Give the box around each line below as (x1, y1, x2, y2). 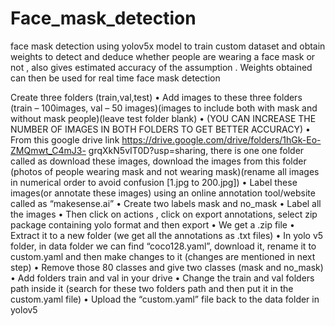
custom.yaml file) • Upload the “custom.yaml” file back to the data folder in (10, 293, 320, 305)
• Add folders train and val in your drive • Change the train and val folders (10, 272, 315, 284)
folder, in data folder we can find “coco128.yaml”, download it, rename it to (10, 240, 317, 252)
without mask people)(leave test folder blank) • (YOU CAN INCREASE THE (10, 112, 317, 124)
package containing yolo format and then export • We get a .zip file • (10, 218, 295, 231)
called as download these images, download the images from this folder (10, 155, 307, 167)
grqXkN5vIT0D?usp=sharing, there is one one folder (88, 144, 305, 156)
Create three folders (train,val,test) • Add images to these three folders (10, 91, 303, 103)
